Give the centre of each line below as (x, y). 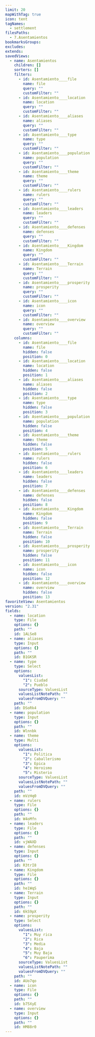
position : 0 (36, 357)
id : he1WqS (25, 888)
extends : (14, 51)
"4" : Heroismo (38, 768)
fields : (13, 611)
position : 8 (36, 505)
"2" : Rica (33, 939)
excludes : (15, 47)
